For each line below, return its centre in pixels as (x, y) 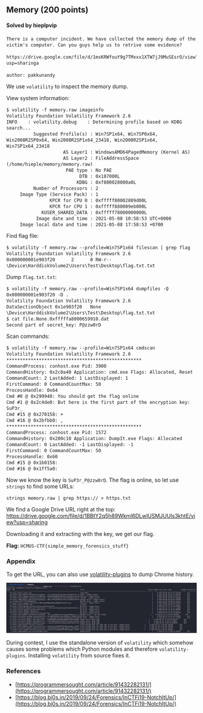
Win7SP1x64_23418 (28, 146)
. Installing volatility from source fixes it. (78, 656)
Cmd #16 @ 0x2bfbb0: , (35, 420)
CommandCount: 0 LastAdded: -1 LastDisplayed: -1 (70, 444)
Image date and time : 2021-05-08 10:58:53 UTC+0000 (104, 219)
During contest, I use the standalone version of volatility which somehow (100, 643)
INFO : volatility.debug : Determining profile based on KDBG (94, 122)
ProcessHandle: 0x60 (32, 456)
